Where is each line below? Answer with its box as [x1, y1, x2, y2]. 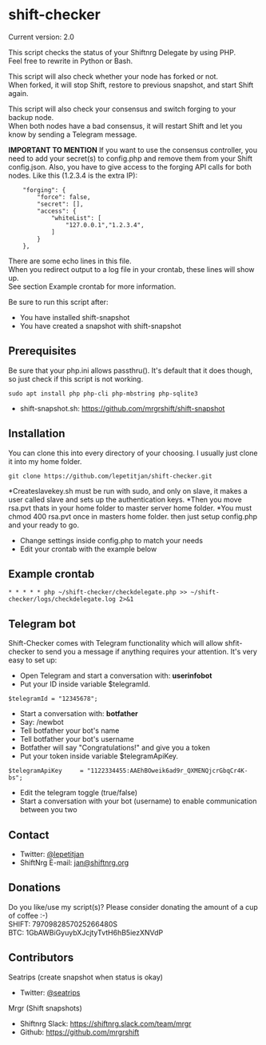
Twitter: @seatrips [19, 987, 81, 997]
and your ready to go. [8, 520, 80, 530]
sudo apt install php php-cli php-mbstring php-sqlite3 [8, 390, 198, 398]
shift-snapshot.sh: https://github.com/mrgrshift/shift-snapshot [19, 403, 225, 413]
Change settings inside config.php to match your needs [19, 535, 204, 545]
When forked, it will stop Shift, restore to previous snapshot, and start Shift [8, 80, 254, 90]
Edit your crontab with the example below [19, 544, 157, 554]
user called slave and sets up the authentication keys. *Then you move [8, 494, 242, 504]
